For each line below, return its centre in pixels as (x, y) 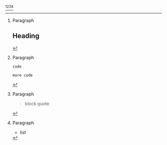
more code (23, 75)
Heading (26, 36)
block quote (37, 103)
